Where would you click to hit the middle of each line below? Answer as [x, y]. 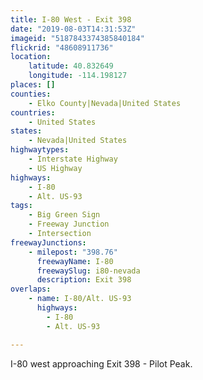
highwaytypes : [40, 150]
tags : [21, 206]
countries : [33, 112]
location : [31, 57]
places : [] [33, 85]
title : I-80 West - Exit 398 [71, 19]
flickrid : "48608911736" [62, 47]
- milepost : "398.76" [73, 252]
